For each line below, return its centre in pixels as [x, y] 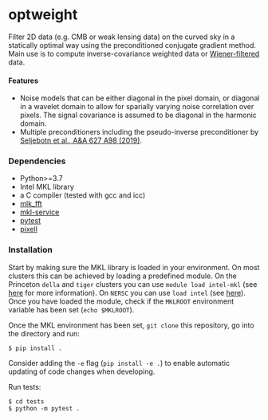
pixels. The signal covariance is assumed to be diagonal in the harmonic [138, 115]
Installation [31, 250]
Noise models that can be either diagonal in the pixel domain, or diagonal [140, 98]
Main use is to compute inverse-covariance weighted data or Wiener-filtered [134, 53]
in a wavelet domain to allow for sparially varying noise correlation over [137, 107]
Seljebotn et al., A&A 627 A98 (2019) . [81, 140]
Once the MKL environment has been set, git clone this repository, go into [131, 325]
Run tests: [25, 387]
